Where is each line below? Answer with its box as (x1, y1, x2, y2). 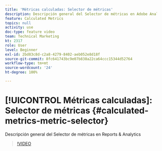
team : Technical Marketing (5, 34, 59, 39)
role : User (5, 43, 27, 48)
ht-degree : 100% (5, 70, 38, 75)
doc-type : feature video (5, 29, 55, 34)
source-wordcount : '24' (5, 66, 53, 70)
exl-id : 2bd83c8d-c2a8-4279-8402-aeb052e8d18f (5, 52, 100, 57)
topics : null (5, 20, 31, 26)
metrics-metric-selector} (5, 115, 108, 126)
